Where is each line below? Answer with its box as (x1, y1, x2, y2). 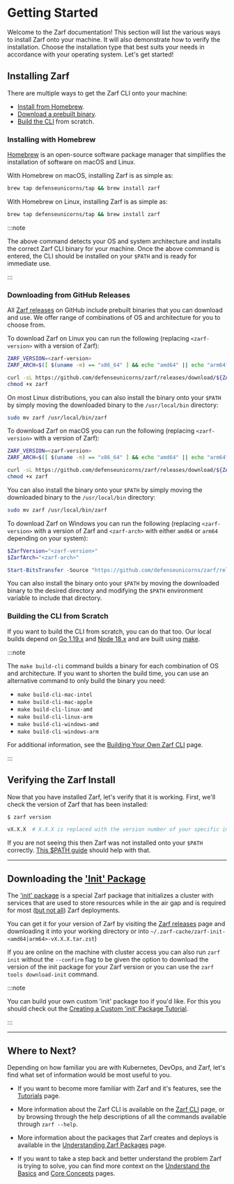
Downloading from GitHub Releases (7, 290, 131, 300)
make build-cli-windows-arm (17, 728, 99, 735)
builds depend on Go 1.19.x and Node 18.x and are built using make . (7, 634, 201, 643)
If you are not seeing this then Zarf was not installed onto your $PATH (7, 838, 203, 847)
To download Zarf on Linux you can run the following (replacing (7, 335, 189, 343)
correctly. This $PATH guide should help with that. (7, 846, 151, 854)
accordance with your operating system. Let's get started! (7, 50, 174, 59)
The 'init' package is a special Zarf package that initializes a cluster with (7, 891, 214, 900)
